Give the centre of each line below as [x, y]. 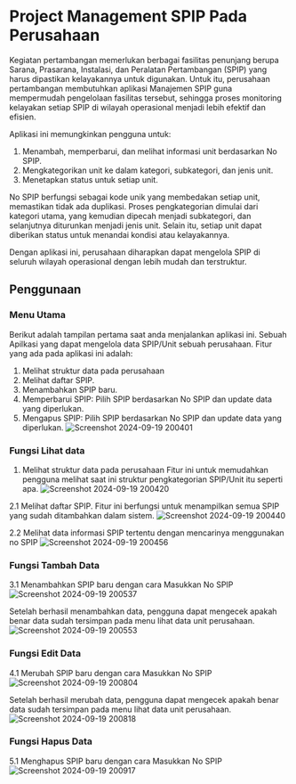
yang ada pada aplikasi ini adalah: [71, 353]
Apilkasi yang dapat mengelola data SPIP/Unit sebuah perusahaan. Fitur [141, 344]
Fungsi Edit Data [45, 654]
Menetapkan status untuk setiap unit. [90, 179]
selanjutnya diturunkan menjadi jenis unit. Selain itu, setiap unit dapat [136, 225]
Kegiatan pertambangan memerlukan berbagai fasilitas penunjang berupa [144, 60]
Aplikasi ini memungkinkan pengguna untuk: [90, 134]
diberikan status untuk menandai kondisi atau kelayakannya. [120, 234]
